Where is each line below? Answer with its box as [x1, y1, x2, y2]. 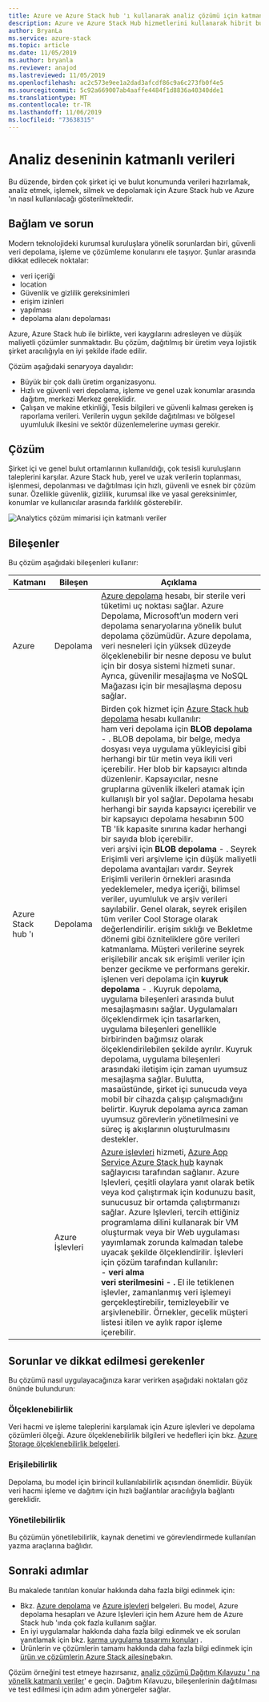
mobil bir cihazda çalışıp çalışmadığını [101, 1094, 243, 1105]
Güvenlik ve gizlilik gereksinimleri [19, 287, 130, 297]
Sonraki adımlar [8, 1564, 89, 1578]
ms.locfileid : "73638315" [8, 116, 94, 124]
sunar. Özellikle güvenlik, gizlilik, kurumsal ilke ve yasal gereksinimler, [8, 489, 238, 499]
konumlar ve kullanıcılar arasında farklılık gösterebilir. [8, 498, 183, 508]
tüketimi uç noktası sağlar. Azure [101, 600, 224, 612]
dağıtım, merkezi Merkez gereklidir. [19, 394, 136, 403]
